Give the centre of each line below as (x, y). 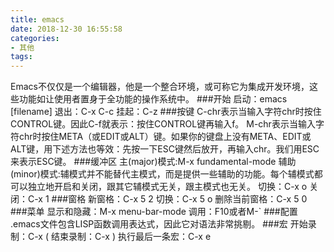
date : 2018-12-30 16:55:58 (66, 29)
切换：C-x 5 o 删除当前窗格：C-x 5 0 (231, 199)
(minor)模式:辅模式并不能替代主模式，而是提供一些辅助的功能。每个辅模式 (162, 174)
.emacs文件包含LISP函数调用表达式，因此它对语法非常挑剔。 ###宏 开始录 (163, 224)
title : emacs (37, 19)
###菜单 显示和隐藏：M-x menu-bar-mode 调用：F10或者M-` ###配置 (154, 212)
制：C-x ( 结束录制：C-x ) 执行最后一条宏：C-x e (111, 237)
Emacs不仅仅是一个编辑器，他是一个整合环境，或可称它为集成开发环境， (160, 87)
